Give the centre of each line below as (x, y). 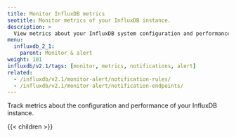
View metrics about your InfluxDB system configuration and (103, 33)
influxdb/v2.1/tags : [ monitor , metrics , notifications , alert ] (102, 66)
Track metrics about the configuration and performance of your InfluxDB (112, 105)
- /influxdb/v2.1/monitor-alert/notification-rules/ (92, 79)
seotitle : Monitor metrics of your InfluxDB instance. (89, 20)
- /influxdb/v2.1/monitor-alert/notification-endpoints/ (99, 86)
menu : (15, 40)
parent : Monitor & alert (56, 53)
